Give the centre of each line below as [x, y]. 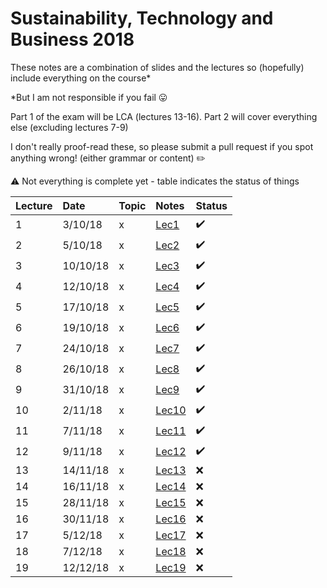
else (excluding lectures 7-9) [69, 127]
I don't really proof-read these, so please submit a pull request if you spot [162, 146]
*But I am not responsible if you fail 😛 [89, 97]
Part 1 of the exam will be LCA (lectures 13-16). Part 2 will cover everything [164, 116]
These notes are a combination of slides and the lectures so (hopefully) [157, 67]
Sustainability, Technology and [142, 18]
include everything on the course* [81, 78]
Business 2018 [72, 39]
